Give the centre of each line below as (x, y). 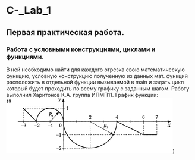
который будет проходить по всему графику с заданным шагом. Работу (98, 88)
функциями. (25, 57)
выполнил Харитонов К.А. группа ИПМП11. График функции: (82, 95)
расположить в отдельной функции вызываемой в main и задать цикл (95, 82)
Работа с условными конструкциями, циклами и (81, 49)
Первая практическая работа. (65, 32)
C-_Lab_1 (29, 10)
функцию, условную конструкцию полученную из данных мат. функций (97, 76)
